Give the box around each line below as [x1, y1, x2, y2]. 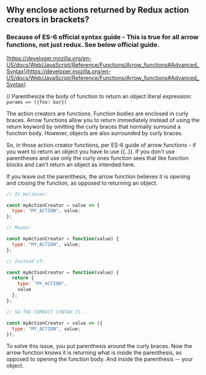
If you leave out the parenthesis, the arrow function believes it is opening [6, 172, 191, 180]
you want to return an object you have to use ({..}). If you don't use [6, 147, 175, 155]
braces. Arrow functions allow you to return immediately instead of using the [6, 116, 200, 123]
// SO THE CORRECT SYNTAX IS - [6, 309, 86, 315]
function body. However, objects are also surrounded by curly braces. [6, 129, 183, 137]
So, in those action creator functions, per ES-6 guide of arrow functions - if [6, 141, 196, 149]
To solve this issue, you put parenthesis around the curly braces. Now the [6, 342, 193, 350]
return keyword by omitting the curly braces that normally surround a [6, 123, 181, 130]
